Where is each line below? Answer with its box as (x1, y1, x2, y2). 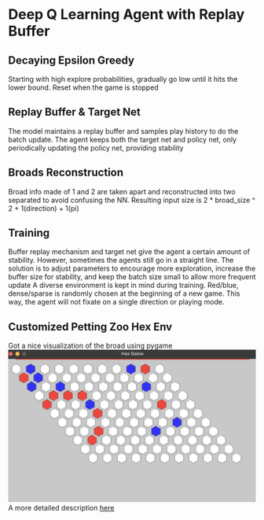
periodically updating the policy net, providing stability (8, 143, 184, 153)
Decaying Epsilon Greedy (8, 53, 135, 67)
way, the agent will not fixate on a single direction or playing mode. (8, 297, 225, 307)
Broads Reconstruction (8, 166, 124, 179)
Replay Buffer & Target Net (8, 105, 141, 119)
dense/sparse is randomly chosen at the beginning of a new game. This (8, 289, 240, 298)
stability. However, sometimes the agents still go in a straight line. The (8, 256, 234, 265)
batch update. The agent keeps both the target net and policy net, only (8, 135, 237, 144)
